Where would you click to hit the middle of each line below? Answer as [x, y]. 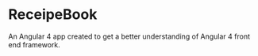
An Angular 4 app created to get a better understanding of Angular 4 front [129, 36]
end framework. [35, 44]
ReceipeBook [53, 15]
